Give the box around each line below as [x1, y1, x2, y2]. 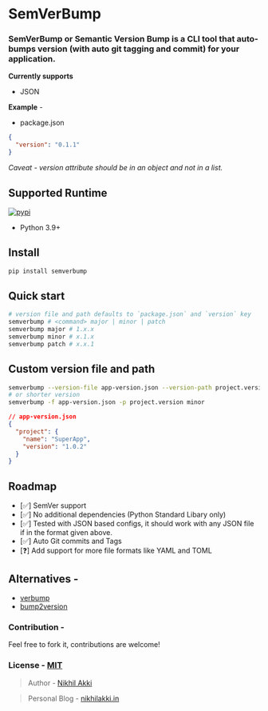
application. [8, 54, 56, 65]
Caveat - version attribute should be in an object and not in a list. [8, 163, 223, 173]
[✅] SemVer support [19, 501, 87, 510]
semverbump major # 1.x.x [8, 326, 94, 334]
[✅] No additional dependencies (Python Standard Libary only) [19, 509, 227, 520]
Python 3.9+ [19, 222, 61, 232]
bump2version [19, 601, 68, 611]
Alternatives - [8, 572, 79, 585]
